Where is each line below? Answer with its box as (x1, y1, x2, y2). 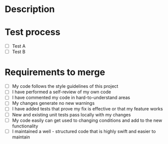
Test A (12, 43, 26, 49)
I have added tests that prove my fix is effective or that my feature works (12, 106, 163, 112)
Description (5, 4, 55, 15)
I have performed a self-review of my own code (12, 89, 111, 95)
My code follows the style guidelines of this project (12, 83, 119, 89)
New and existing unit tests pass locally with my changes (12, 111, 131, 117)
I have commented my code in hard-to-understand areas (12, 94, 131, 101)
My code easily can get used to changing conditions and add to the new (12, 117, 162, 123)
